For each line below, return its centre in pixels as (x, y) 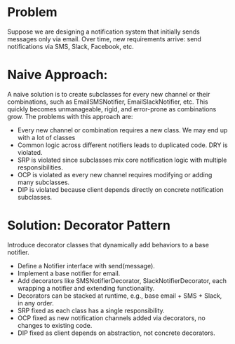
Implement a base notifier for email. (69, 273)
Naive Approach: (58, 75)
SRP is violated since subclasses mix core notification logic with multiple (122, 160)
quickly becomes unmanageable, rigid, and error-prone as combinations (112, 109)
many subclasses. (43, 182)
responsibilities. (40, 167)
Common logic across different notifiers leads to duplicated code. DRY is (122, 145)
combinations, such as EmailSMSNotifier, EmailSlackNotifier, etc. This (108, 102)
